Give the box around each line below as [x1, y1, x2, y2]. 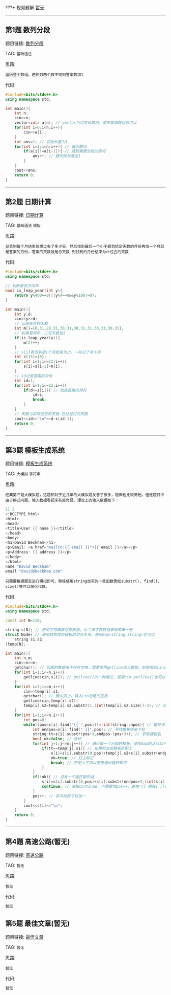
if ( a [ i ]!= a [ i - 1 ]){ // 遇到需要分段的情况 [23, 149, 106, 154]
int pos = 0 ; [23, 717, 47, 722]
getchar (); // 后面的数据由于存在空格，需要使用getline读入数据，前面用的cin [14, 665, 164, 670]
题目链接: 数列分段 [5, 40, 44, 46]
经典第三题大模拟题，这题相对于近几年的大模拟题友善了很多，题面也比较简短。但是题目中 [5, 493, 164, 498]
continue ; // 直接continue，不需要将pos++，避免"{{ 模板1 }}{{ [41, 784, 169, 789]
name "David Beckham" [5, 564, 51, 569]
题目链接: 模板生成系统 [5, 460, 52, 467]
